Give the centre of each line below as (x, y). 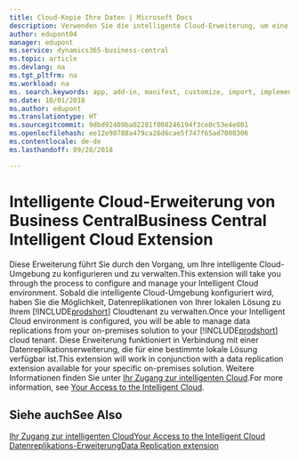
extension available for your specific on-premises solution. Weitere (132, 368)
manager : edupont (41, 42)
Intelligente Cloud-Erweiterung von (142, 202)
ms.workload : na (39, 84)
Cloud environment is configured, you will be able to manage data (130, 320)
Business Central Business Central (138, 220)
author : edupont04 (43, 34)
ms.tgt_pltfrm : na (43, 76)
